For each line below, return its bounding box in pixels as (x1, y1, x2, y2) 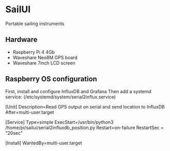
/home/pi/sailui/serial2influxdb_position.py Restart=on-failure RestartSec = (5, 124, 164, 131)
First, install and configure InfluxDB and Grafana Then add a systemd (5, 88, 152, 94)
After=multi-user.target (5, 109, 54, 115)
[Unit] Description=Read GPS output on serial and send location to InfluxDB (5, 103, 165, 110)
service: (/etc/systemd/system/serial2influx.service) (5, 94, 116, 100)
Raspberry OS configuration (5, 75, 98, 83)
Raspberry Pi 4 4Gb (12, 49, 55, 55)
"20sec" (5, 130, 23, 136)
